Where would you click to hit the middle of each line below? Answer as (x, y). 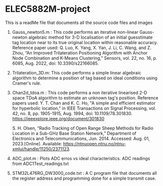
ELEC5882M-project (48, 9)
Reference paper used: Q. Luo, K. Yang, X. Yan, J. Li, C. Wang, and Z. (82, 47)
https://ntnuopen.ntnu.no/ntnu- (94, 143)
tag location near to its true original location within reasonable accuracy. (85, 42)
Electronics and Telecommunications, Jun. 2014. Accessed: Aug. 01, (81, 139)
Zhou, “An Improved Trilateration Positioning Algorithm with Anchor (80, 53)
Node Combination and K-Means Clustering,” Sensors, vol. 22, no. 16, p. (85, 58)
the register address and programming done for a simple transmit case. (84, 178)
